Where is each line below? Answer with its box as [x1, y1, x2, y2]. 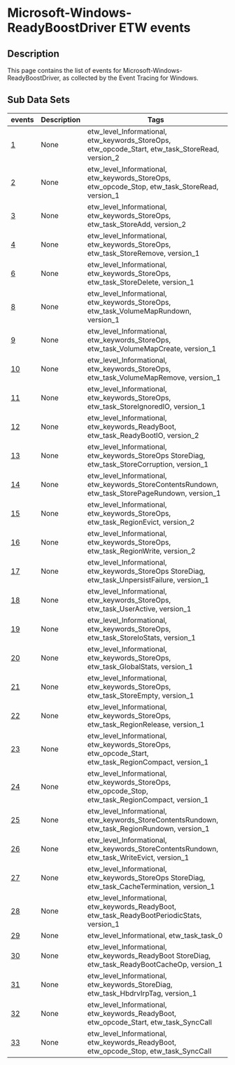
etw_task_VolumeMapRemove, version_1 [87, 373, 222, 383]
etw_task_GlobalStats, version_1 [87, 661, 194, 671]
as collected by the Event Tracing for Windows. [62, 74, 199, 82]
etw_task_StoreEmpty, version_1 [87, 690, 194, 700]
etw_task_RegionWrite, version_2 [87, 546, 196, 556]
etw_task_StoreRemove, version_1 [87, 248, 200, 258]
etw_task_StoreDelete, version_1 [87, 277, 194, 287]
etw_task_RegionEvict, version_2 [87, 517, 195, 527]
